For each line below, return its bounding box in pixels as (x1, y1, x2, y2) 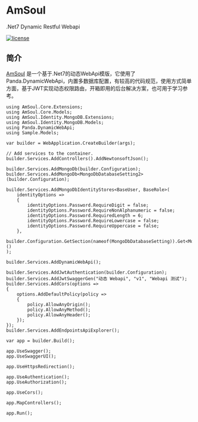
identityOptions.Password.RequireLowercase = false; (27, 218, 160, 223)
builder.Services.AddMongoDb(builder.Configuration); (6, 166, 141, 172)
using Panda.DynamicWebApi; (6, 125, 75, 131)
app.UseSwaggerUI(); (6, 353, 57, 359)
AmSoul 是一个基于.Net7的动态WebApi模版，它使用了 (6, 70, 136, 77)
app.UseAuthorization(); (6, 379, 67, 385)
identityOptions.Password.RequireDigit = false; (27, 202, 149, 208)
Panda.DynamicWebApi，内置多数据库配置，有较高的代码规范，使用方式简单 (6, 77, 192, 85)
